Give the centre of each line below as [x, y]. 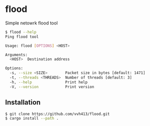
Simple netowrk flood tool [32, 23]
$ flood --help [21, 32]
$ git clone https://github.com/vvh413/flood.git [58, 114]
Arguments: [16, 55]
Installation [23, 102]
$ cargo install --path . [32, 119]
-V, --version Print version [52, 87]
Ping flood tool [22, 37]
